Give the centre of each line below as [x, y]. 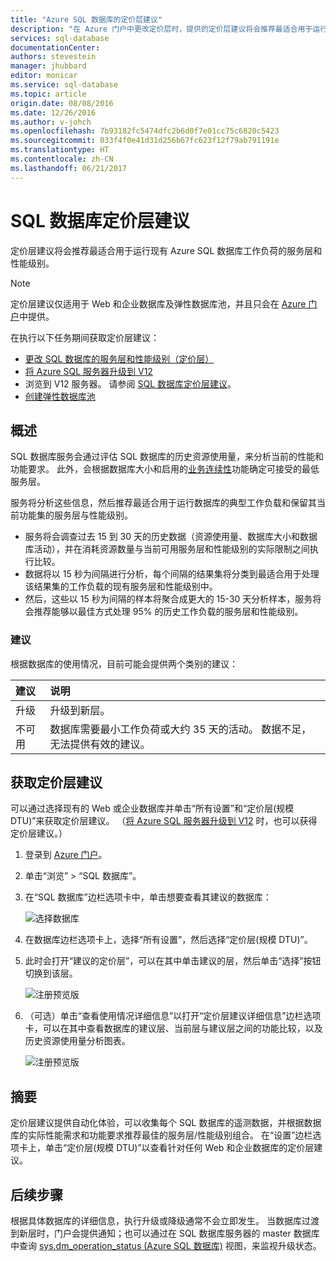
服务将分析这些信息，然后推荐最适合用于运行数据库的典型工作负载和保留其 [163, 503]
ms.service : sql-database [64, 85]
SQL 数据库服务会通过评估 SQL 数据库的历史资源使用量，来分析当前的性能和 [167, 457]
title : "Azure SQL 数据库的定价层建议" [86, 19]
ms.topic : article [48, 94]
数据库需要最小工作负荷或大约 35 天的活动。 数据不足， [180, 729]
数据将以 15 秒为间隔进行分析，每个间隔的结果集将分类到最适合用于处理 [172, 574]
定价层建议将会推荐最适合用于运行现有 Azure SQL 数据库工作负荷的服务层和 [166, 250]
